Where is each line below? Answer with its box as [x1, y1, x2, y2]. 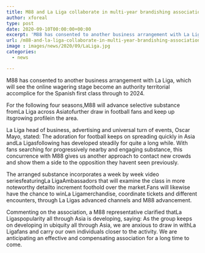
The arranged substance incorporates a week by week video [6, 170, 160, 178]
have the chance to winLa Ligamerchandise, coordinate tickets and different [6, 190, 197, 197]
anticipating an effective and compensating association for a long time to [6, 234, 190, 241]
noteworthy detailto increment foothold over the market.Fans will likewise [6, 183, 190, 191]
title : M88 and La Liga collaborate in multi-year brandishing [6, 9, 171, 15]
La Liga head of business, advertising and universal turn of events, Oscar [6, 126, 190, 133]
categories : [6, 49, 37, 55]
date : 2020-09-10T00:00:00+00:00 [6, 26, 92, 32]
